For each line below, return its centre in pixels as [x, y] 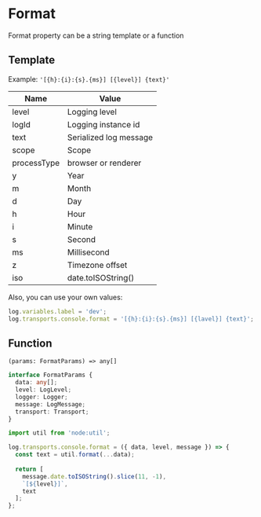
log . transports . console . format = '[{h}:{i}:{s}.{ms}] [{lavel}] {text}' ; [131, 319]
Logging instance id [103, 124]
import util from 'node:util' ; [59, 433]
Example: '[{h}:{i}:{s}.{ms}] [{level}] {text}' [89, 79]
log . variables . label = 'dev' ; [58, 311]
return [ [29, 469]
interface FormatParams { [50, 375]
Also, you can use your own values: [65, 297]
